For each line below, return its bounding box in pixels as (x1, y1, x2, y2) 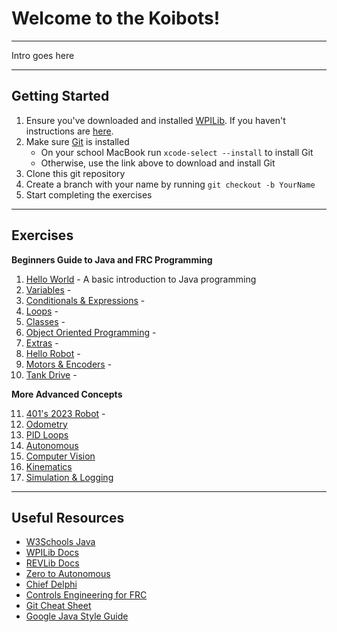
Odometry (25, 418, 68, 430)
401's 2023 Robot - (25, 407, 106, 419)
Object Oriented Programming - (25, 326, 157, 338)
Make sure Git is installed (25, 135, 130, 147)
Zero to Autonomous (25, 568, 111, 580)
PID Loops (25, 428, 69, 441)
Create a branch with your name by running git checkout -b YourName (25, 178, 316, 190)
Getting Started (11, 88, 110, 105)
